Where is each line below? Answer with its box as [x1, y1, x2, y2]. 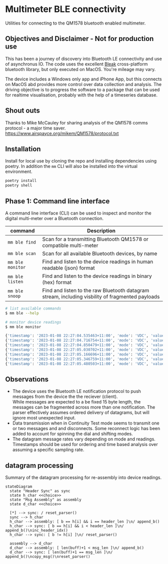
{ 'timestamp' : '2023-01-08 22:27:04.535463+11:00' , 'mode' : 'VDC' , [5, 333, 149, 338]
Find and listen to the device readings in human [42, 258, 153, 265]
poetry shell [5, 183, 32, 188]
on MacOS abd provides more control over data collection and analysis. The [5, 81, 161, 87]
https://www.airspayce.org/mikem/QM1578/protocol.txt [5, 130, 119, 136]
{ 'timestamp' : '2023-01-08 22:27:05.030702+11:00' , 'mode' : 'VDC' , [5, 347, 149, 352]
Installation [5, 144, 41, 153]
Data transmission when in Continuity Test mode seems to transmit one [12, 420, 159, 426]
